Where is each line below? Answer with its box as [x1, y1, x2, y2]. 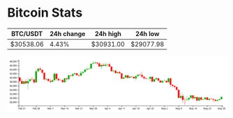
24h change [50, 30, 86, 38]
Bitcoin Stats [7, 5, 83, 21]
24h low [135, 30, 160, 38]
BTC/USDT [11, 30, 43, 38]
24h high [94, 30, 122, 38]
